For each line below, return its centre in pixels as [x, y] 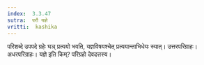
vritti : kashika [32, 27]
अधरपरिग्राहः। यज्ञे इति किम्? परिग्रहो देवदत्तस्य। [60, 55]
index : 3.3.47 [29, 14]
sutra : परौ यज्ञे [28, 20]
